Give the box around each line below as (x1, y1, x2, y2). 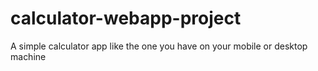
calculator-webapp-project (10, 7, 242, 30)
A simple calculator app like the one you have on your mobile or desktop (10, 40, 308, 52)
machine (10, 50, 47, 62)
